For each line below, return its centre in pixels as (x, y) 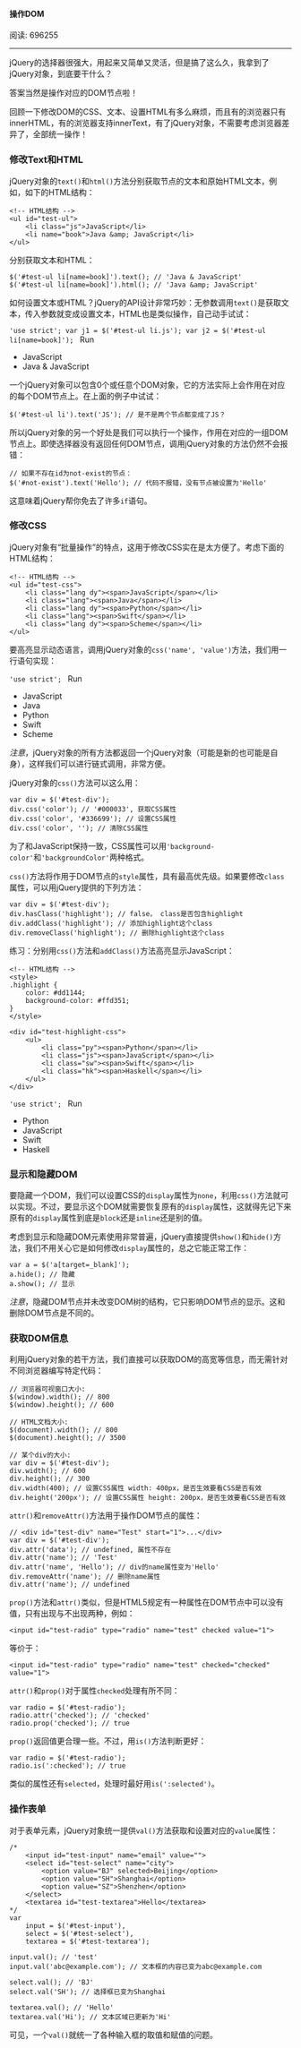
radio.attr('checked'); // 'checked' (80, 1716)
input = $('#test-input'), (76, 1925)
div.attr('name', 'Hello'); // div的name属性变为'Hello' (114, 1567)
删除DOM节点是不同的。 (54, 1313)
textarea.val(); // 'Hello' (62, 2007)
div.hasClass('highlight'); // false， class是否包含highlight (126, 913)
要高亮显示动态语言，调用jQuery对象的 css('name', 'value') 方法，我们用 (144, 649)
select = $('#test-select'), (80, 1933)
